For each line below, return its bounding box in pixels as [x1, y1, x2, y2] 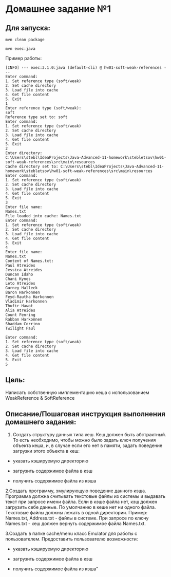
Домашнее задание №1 [5, 3, 111, 15]
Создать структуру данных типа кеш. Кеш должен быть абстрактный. [12, 431, 166, 437]
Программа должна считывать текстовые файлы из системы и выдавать [5, 493, 166, 499]
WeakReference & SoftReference [5, 395, 75, 401]
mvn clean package [5, 37, 45, 42]
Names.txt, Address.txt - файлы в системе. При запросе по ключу [5, 515, 149, 521]
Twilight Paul [5, 326, 36, 331]
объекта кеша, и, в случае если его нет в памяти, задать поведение [12, 442, 163, 449]
